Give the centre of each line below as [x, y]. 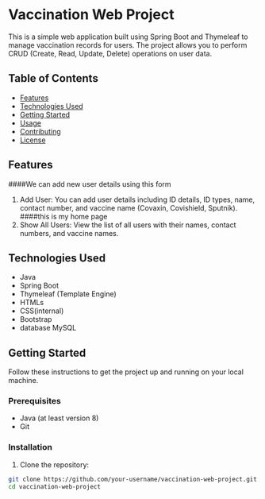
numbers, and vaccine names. [69, 233]
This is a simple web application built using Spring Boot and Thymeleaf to [128, 37]
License [33, 140]
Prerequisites [35, 401]
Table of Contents [54, 78]
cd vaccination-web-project [55, 486]
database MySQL [48, 328]
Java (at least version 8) [59, 418]
